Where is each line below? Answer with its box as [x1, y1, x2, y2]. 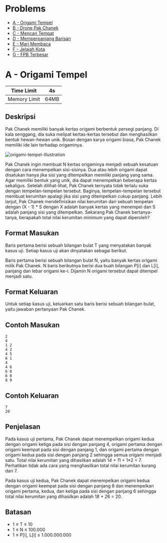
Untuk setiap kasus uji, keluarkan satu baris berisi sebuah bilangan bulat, [5, 301, 155, 307]
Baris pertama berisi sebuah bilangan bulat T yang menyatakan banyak [5, 242, 151, 248]
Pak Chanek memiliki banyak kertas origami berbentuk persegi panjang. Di [5, 126, 159, 132]
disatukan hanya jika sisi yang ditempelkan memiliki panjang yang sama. [5, 172, 154, 178]
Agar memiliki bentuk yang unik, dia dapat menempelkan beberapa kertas [5, 177, 157, 183]
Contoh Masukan [5, 321, 60, 329]
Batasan [5, 508, 31, 516]
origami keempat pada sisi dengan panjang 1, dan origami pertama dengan [5, 446, 159, 452]
